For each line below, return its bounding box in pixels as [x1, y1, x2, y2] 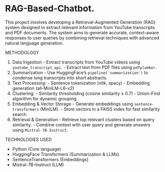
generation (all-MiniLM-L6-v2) [12, 85, 75, 91]
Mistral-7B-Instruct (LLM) [12, 162, 64, 168]
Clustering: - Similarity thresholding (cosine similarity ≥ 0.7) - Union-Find [12, 90, 160, 96]
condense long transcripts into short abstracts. [12, 75, 107, 81]
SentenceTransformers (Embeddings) [12, 156, 89, 162]
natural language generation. [5, 40, 64, 46]
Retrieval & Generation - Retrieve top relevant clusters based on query [12, 116, 155, 122]
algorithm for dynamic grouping [12, 95, 77, 101]
